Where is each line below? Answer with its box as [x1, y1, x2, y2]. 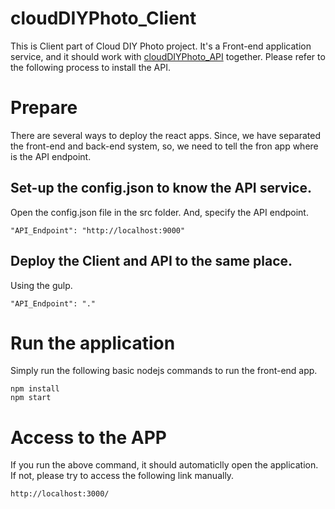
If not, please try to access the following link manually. [10, 470, 235, 482]
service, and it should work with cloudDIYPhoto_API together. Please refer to [10, 50, 326, 62]
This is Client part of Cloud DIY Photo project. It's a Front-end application [10, 40, 312, 52]
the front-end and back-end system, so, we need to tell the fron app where [10, 140, 319, 152]
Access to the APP [10, 426, 167, 449]
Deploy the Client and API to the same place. [10, 253, 293, 270]
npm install [10, 384, 60, 394]
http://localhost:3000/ [10, 489, 110, 499]
